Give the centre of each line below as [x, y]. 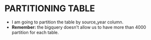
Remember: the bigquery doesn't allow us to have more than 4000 [79, 27]
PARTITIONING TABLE [50, 9]
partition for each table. [35, 32]
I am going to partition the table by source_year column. [67, 22]
